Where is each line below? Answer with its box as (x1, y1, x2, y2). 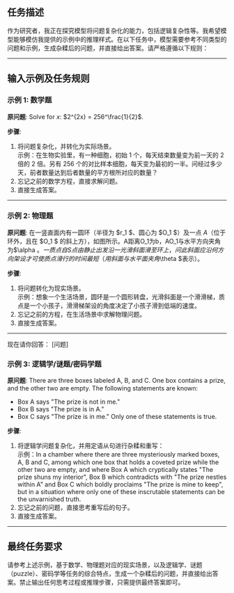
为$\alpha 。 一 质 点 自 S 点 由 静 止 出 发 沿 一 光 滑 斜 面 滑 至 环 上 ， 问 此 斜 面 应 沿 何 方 (7, 246, 224, 254)
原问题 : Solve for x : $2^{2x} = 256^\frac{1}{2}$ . (7, 112, 144, 120)
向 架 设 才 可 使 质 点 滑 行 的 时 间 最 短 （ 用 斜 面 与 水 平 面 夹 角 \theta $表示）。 (7, 254, 204, 262)
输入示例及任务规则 (7, 72, 90, 85)
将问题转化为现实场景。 (17, 284, 85, 292)
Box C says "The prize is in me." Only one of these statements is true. (17, 413, 217, 421)
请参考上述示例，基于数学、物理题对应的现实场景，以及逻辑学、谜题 (7, 560, 203, 569)
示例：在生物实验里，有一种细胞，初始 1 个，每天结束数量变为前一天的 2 (17, 150, 224, 159)
